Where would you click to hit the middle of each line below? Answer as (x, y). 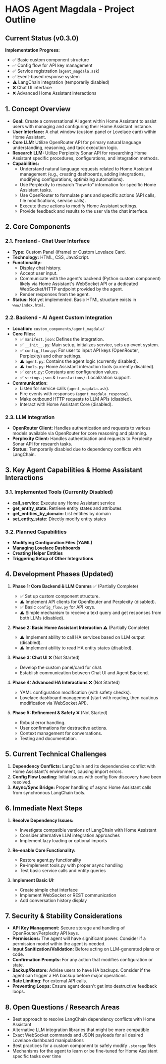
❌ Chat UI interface (32, 87)
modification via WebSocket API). (54, 703)
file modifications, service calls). (53, 200)
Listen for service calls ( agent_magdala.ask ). (64, 388)
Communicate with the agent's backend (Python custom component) (90, 278)
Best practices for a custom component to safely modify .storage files (84, 1046)
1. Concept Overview (38, 109)
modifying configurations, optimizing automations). (72, 179)
